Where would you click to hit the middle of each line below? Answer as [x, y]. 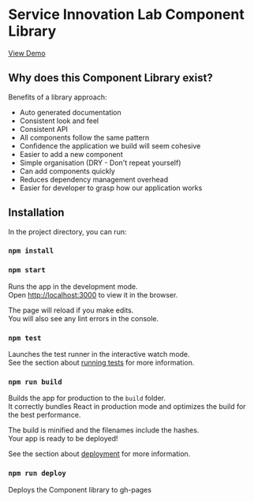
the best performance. [45, 415]
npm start [27, 270]
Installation [36, 213]
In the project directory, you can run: [67, 231]
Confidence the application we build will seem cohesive [110, 146]
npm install [31, 251]
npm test [25, 338]
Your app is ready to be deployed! [63, 439]
